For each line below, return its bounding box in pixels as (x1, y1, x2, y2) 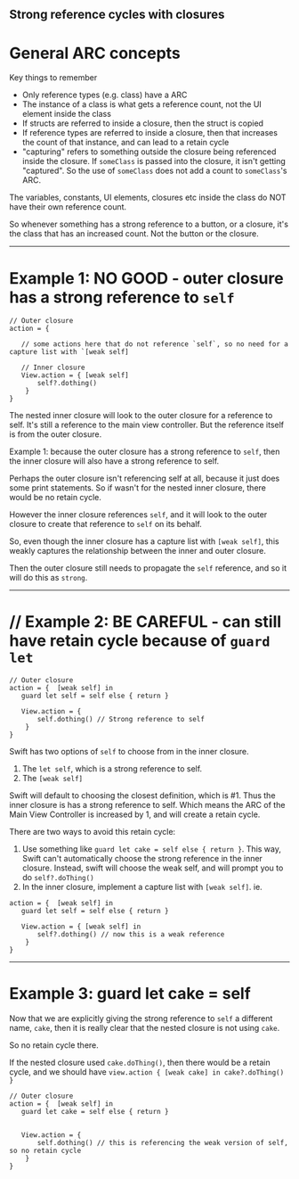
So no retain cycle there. (9, 1040, 100, 1051)
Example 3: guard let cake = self (9, 984, 251, 1004)
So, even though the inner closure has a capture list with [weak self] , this (9, 536, 279, 547)
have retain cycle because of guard (9, 631, 271, 651)
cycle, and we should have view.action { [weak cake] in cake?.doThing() (9, 1067, 285, 1077)
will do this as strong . (9, 573, 88, 583)
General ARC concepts (9, 43, 181, 63)
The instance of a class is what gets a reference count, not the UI (21, 99, 263, 110)
